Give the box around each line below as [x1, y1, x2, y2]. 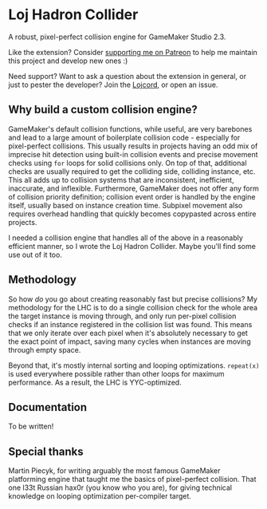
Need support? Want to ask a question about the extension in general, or [8, 71, 247, 81]
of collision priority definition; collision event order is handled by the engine [8, 191, 256, 201]
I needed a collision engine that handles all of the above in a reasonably [8, 233, 243, 243]
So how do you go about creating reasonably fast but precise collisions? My [8, 294, 257, 304]
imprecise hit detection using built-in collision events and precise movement [8, 149, 258, 159]
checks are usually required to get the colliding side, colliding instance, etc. [8, 166, 256, 176]
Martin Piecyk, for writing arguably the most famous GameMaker [8, 466, 221, 475]
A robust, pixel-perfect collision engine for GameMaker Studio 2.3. [8, 32, 226, 41]
